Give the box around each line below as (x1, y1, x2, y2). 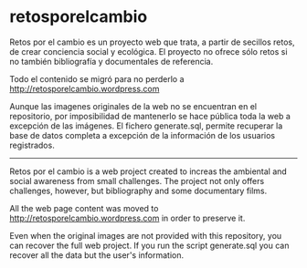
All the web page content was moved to (9, 202, 159, 213)
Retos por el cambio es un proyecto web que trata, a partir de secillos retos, (9, 36, 295, 47)
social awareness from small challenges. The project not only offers (9, 175, 265, 186)
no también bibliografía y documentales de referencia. (9, 56, 214, 67)
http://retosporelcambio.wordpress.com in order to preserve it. (9, 212, 246, 223)
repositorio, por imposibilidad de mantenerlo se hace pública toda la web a (9, 110, 291, 121)
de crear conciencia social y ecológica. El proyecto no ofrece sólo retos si (9, 46, 288, 57)
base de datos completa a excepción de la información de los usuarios (9, 129, 276, 140)
